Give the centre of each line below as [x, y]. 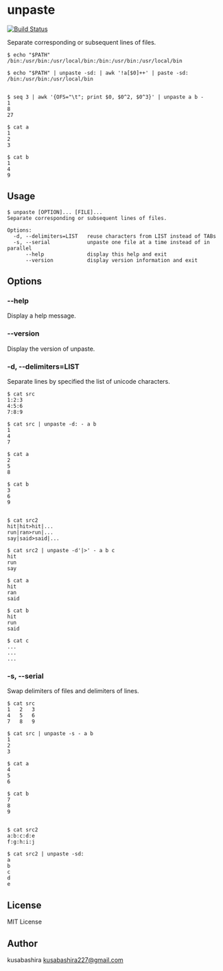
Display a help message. [42, 316]
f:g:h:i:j [21, 842]
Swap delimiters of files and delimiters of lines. [73, 691]
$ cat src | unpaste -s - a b [50, 734]
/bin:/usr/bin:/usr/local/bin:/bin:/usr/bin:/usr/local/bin [95, 61]
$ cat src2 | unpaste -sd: [46, 854]
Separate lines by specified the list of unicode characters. [89, 382]
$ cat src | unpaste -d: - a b [52, 424]
